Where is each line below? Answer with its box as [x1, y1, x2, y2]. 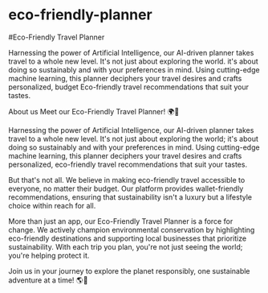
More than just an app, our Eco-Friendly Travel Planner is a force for [8, 216, 233, 226]
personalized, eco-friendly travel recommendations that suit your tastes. [8, 159, 247, 169]
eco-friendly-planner [8, 6, 152, 24]
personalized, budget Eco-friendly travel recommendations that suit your [8, 82, 250, 92]
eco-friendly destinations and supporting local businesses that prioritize [8, 233, 247, 243]
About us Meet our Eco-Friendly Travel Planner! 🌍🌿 [8, 106, 180, 116]
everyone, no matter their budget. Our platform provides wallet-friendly [8, 184, 244, 193]
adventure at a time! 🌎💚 [8, 275, 88, 285]
